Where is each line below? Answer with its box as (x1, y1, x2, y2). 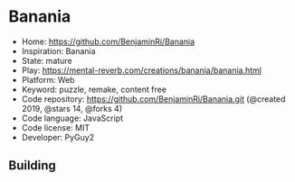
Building (8, 158, 56, 173)
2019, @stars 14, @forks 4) (21, 103, 123, 114)
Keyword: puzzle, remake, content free (21, 84, 167, 95)
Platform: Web (21, 74, 75, 85)
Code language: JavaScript (21, 113, 124, 123)
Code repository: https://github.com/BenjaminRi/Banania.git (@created (21, 93, 286, 105)
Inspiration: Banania (21, 45, 96, 56)
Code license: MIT (21, 122, 90, 132)
